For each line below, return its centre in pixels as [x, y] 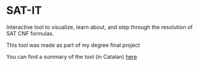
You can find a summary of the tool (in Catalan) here [72, 56]
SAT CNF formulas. [30, 33]
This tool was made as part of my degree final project [73, 45]
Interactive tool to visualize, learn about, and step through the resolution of [99, 27]
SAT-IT [24, 10]
